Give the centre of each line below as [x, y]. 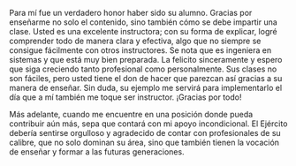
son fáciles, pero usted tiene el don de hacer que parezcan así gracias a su [146, 78]
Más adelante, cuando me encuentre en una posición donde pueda [131, 114]
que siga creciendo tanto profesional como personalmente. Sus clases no [143, 69]
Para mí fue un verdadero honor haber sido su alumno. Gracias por [131, 13]
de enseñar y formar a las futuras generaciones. [97, 152]
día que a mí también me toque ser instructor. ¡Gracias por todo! [125, 97]
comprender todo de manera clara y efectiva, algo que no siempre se [135, 41]
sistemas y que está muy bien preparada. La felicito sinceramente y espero [146, 60]
